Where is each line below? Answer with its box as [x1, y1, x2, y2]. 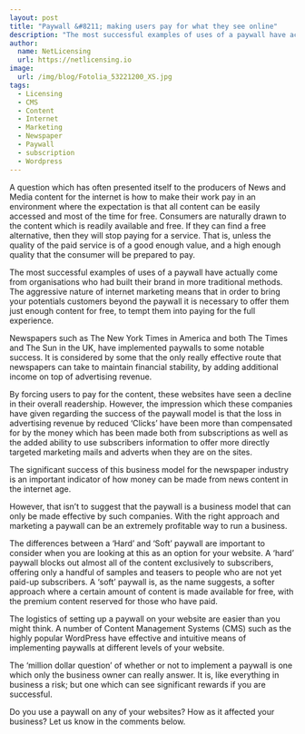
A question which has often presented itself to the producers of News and [9, 181, 286, 192]
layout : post [9, 13, 59, 23]
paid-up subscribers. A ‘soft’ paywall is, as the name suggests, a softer [9, 576, 275, 587]
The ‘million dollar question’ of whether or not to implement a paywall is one [9, 660, 293, 670]
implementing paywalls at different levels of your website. [9, 641, 225, 653]
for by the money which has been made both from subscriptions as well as [9, 427, 289, 438]
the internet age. [9, 483, 72, 494]
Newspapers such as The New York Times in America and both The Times [9, 332, 289, 343]
